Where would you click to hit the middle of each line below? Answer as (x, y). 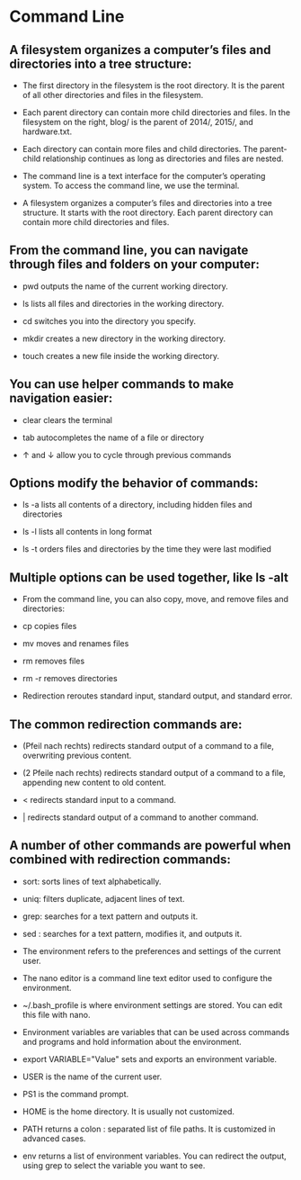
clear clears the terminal (67, 419)
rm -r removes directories (70, 679)
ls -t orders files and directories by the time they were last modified (147, 549)
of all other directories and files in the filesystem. (113, 95)
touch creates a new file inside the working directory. (121, 356)
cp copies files (49, 626)
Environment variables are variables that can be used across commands (156, 1031)
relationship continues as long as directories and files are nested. (164, 158)
